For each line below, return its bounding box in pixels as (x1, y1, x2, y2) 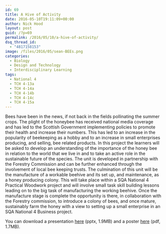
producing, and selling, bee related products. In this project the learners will (5, 140, 160, 146)
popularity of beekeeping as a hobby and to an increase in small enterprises (5, 135, 161, 141)
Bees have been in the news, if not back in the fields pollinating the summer (5, 114, 160, 119)
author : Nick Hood (5, 21, 43, 26)
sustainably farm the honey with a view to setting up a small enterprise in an (5, 204, 161, 210)
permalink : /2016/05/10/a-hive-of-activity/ (5, 35, 99, 40)
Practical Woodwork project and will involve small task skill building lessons (5, 182, 160, 188)
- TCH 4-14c (9, 95, 35, 100)
